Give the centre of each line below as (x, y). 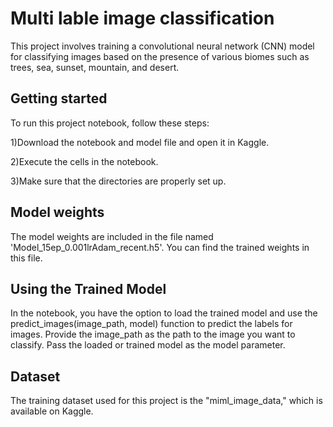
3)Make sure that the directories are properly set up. (118, 181)
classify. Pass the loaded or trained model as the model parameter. (148, 345)
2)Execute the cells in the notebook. (84, 161)
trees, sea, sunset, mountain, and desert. (95, 67)
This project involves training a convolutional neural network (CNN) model (162, 46)
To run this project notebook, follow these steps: (110, 123)
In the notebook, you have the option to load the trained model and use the (164, 313)
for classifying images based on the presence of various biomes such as (160, 56)
